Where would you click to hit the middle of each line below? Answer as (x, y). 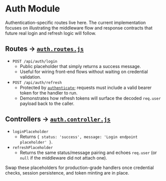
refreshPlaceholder (33, 147)
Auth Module (33, 9)
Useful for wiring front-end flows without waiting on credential (84, 71)
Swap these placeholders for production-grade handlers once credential (80, 167)
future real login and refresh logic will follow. (51, 33)
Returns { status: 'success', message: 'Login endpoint (79, 136)
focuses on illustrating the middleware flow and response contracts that (79, 27)
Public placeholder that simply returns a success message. (80, 66)
